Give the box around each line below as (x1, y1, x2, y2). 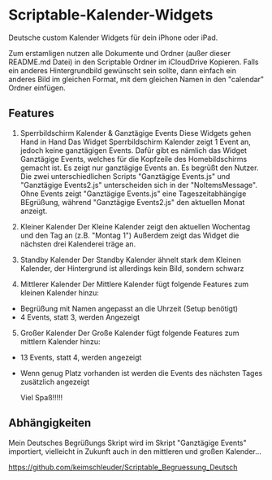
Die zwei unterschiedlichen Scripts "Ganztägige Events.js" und (19, 171, 231, 181)
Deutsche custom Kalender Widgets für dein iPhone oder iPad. (8, 33, 218, 42)
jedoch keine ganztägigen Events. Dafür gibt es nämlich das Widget (19, 145, 248, 155)
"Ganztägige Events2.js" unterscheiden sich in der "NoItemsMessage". (19, 180, 258, 190)
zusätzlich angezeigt (19, 377, 90, 386)
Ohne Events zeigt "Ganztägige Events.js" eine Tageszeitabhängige (19, 189, 247, 199)
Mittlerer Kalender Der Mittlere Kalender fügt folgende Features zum (19, 279, 249, 289)
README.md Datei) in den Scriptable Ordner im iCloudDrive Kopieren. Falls (8, 57, 259, 67)
